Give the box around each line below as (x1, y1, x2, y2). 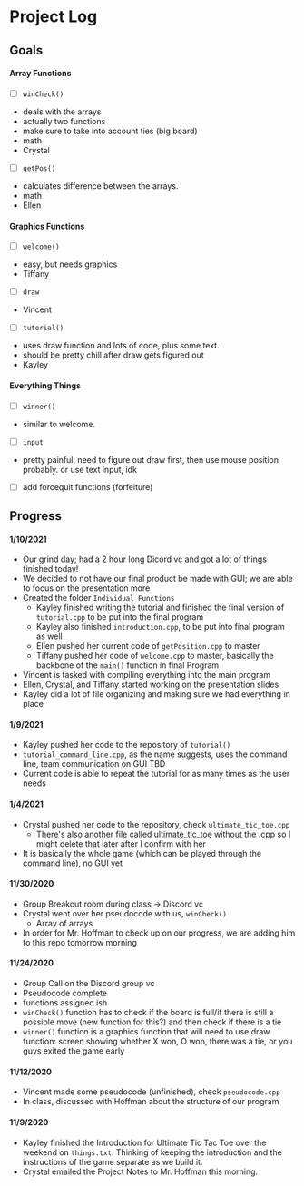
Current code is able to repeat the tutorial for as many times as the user (22, 769, 290, 779)
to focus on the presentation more (22, 583, 151, 593)
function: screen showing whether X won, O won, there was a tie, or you (22, 1036, 293, 1047)
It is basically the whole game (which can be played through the (22, 848, 261, 858)
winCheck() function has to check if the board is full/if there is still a (22, 1007, 274, 1018)
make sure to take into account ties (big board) (22, 125, 198, 136)
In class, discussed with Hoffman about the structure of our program (22, 1096, 279, 1107)
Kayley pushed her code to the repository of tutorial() (22, 740, 231, 750)
